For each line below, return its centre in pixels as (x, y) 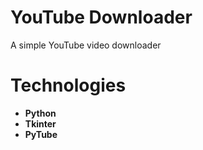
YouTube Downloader (101, 17)
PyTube (41, 134)
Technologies (68, 85)
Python (40, 113)
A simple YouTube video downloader (86, 45)
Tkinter (40, 123)
